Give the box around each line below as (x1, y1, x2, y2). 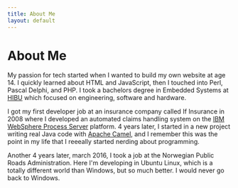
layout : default (7, 17, 55, 24)
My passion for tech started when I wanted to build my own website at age (7, 71, 226, 79)
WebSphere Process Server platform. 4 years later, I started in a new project (7, 122, 231, 131)
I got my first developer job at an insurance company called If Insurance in (7, 107, 225, 116)
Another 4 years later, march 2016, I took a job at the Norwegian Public (7, 151, 215, 160)
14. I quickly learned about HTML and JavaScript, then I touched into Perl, (7, 79, 223, 87)
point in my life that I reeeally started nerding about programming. (7, 138, 200, 146)
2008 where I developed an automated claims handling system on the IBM (7, 115, 225, 123)
